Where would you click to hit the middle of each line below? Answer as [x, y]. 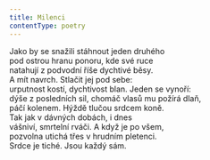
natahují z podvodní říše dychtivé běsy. [81, 70]
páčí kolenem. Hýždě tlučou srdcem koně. [87, 108]
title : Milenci [38, 17]
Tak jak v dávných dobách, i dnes [71, 117]
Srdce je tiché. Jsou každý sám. [68, 145]
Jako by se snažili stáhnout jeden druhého [87, 51]
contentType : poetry [48, 26]
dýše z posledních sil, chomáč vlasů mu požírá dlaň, [105, 98]
